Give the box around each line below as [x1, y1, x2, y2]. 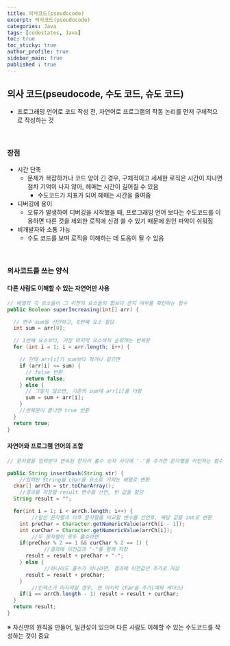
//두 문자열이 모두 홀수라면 [31, 533, 99, 540]
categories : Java [7, 23, 57, 29]
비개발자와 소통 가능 [16, 225, 71, 233]
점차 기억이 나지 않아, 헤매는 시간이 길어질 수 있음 [27, 182, 159, 191]
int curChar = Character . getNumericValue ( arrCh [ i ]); [19, 527, 173, 534]
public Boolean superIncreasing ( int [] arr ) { [7, 306, 139, 313]
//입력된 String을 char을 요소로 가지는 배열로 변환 [19, 476, 150, 483]
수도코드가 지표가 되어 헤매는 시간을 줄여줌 [37, 191, 151, 199]
